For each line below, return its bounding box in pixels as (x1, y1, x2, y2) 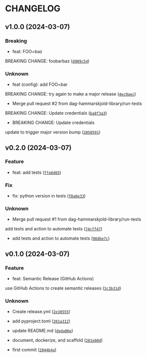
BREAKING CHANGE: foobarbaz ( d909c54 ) (5, 58, 90, 64)
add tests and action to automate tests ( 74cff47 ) (5, 226, 103, 232)
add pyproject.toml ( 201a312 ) (12, 318, 70, 324)
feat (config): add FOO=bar (12, 82, 68, 88)
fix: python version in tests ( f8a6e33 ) (12, 193, 86, 199)
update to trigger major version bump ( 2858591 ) (5, 129, 101, 135)
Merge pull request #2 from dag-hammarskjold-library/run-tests (12, 100, 142, 106)
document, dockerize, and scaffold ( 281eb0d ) (12, 337, 103, 343)
